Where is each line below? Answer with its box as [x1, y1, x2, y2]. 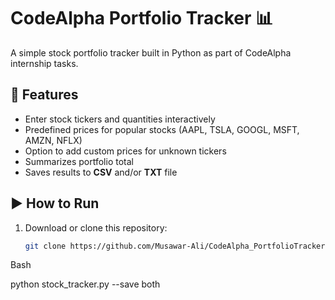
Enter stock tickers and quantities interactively [24, 113, 216, 125]
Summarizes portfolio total [24, 155, 134, 167]
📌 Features [10, 86, 79, 104]
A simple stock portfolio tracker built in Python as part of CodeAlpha [10, 46, 292, 59]
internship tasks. [10, 57, 79, 69]
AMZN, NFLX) [24, 134, 83, 146]
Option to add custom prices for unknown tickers [24, 145, 227, 157]
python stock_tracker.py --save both [10, 278, 161, 290]
